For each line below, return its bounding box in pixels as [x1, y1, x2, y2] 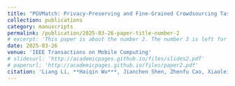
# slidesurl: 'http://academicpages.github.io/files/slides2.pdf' [7, 55, 205, 62]
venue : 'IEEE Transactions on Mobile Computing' [7, 49, 152, 56]
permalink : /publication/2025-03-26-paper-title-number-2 [7, 29, 180, 37]
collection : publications [7, 17, 83, 24]
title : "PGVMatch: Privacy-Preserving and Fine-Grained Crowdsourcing [7, 10, 218, 17]
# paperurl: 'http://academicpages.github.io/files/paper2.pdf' [7, 62, 199, 69]
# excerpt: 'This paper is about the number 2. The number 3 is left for [7, 36, 227, 43]
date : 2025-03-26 [7, 42, 58, 49]
